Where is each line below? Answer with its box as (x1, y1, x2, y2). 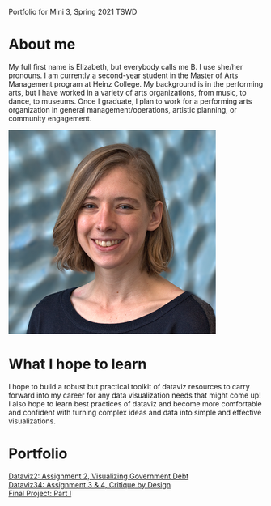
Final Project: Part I (8, 488, 72, 498)
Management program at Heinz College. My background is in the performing (8, 79, 264, 88)
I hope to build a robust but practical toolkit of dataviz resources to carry (8, 381, 251, 391)
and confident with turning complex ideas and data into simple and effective (8, 407, 262, 417)
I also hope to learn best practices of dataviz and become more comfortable (8, 398, 262, 408)
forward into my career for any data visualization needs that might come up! (8, 390, 261, 400)
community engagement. (8, 113, 92, 123)
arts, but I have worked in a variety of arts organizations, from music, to (8, 87, 247, 97)
